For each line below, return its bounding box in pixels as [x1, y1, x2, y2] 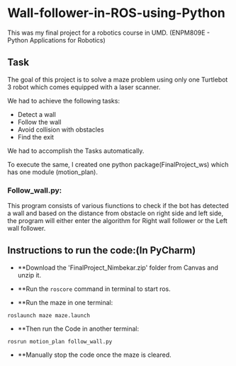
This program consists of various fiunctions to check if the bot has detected [7, 202, 229, 210]
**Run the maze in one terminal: [17, 298, 113, 307]
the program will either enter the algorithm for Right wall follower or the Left [7, 217, 228, 225]
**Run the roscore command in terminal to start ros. [17, 285, 172, 293]
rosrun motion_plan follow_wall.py [7, 338, 113, 345]
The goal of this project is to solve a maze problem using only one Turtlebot [7, 75, 228, 84]
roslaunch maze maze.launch [7, 311, 91, 319]
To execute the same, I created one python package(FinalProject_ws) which [7, 160, 229, 168]
